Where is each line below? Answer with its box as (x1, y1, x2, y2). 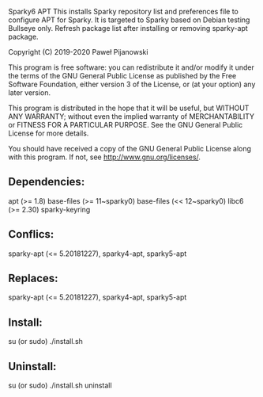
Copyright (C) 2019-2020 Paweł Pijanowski (8, 48, 148, 56)
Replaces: (8, 272, 58, 285)
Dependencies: (8, 175, 85, 189)
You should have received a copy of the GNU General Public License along (8, 144, 251, 153)
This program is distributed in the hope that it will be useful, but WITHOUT (8, 103, 250, 113)
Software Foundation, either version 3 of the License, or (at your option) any (8, 79, 256, 89)
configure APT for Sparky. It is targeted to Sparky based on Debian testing (8, 15, 250, 25)
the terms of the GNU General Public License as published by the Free (8, 71, 237, 80)
